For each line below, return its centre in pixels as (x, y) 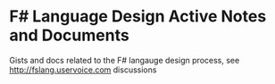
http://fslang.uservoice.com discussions (83, 70)
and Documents (69, 35)
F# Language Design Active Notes (138, 17)
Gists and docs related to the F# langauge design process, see (125, 60)
